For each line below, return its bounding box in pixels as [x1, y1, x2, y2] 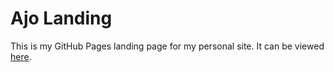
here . [10, 50, 32, 62]
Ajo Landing [10, 7, 113, 30]
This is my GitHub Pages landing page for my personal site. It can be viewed [10, 40, 325, 52]
